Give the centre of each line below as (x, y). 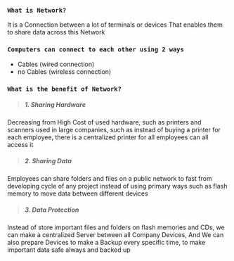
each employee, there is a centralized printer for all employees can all (108, 137)
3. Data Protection (52, 210)
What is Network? (37, 10)
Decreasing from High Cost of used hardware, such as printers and (104, 122)
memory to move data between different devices (78, 193)
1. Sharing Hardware (55, 105)
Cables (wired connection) (56, 64)
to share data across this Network (56, 32)
